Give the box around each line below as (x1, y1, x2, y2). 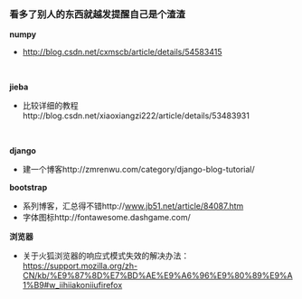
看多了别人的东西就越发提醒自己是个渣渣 (9, 7, 185, 20)
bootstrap (9, 182, 48, 193)
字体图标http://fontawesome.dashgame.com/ (22, 212, 192, 223)
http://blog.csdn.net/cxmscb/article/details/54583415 (22, 47, 222, 58)
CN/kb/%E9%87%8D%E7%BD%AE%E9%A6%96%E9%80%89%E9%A (22, 270, 293, 281)
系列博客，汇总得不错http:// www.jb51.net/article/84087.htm (22, 201, 244, 211)
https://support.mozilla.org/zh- (22, 260, 138, 272)
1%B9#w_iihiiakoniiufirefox (22, 280, 123, 291)
